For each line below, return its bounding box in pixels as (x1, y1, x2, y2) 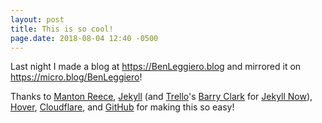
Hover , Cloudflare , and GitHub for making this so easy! (10, 101, 235, 113)
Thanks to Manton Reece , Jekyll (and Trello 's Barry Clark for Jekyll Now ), (10, 91, 313, 103)
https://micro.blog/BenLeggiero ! (10, 71, 143, 83)
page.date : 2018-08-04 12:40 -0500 (10, 33, 159, 43)
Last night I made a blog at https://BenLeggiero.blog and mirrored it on (10, 61, 302, 73)
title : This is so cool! (10, 24, 114, 34)
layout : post (10, 14, 65, 25)
